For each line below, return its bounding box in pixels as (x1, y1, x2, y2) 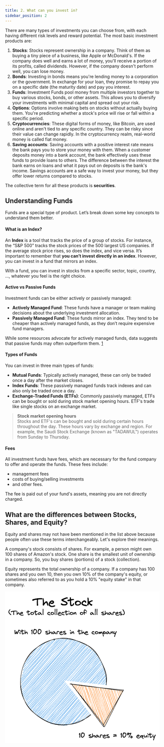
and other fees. (12, 482, 43, 487)
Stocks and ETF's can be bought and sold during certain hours (17, 418, 144, 424)
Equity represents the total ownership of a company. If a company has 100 (5, 566, 155, 572)
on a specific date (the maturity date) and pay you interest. (12, 84, 131, 90)
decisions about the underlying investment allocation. (12, 310, 120, 316)
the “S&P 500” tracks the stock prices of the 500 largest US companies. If (5, 242, 154, 248)
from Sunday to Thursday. (17, 434, 70, 440)
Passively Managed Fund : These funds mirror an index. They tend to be (12, 315, 158, 321)
